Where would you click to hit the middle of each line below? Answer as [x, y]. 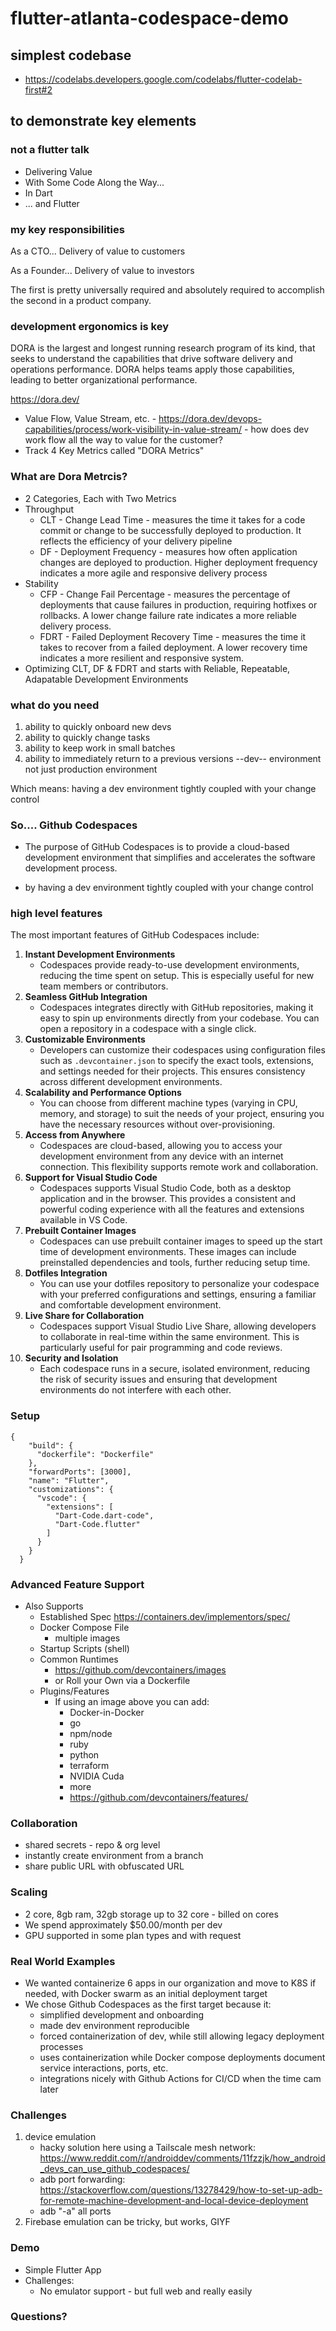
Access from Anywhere [75, 1135]
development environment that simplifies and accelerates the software [170, 858]
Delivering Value [58, 171]
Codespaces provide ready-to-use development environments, [169, 965]
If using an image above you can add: [132, 1702]
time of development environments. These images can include [168, 1252]
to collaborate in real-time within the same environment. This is [169, 1337]
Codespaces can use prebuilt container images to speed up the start [181, 1241]
